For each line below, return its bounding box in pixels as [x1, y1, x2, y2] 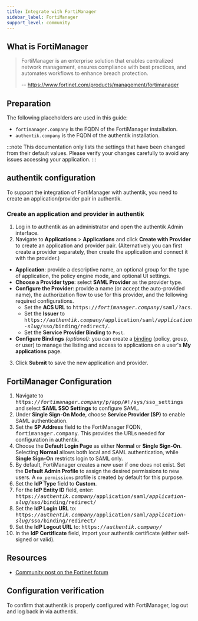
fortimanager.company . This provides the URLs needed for [15, 429, 166, 436]
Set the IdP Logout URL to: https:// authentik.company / [15, 523, 163, 530]
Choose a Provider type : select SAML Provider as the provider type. [15, 279, 183, 286]
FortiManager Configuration [6, 376, 113, 386]
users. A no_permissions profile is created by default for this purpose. [15, 474, 184, 481]
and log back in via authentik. [6, 607, 78, 615]
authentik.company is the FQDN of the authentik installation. [15, 132, 160, 139]
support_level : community [6, 20, 70, 25]
